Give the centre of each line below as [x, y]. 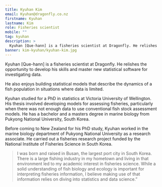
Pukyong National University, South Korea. [47, 119]
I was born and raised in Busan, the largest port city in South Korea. [84, 153]
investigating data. [24, 74]
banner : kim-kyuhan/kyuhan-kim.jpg [41, 50]
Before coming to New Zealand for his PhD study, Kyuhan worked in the [77, 128]
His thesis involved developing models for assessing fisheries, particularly [79, 103]
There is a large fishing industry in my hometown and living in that [83, 158]
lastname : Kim [19, 23]
